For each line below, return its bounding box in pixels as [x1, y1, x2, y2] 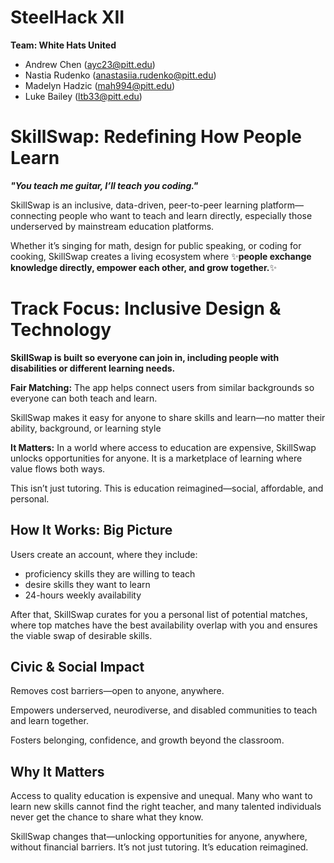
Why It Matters [10, 763, 105, 780]
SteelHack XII [10, 6, 125, 29]
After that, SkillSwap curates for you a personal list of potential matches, [10, 608, 308, 620]
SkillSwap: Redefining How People [10, 126, 302, 148]
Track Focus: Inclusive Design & [10, 297, 282, 320]
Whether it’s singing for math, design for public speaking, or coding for [10, 239, 302, 251]
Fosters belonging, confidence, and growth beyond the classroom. [10, 734, 285, 746]
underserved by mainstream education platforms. [10, 220, 215, 232]
